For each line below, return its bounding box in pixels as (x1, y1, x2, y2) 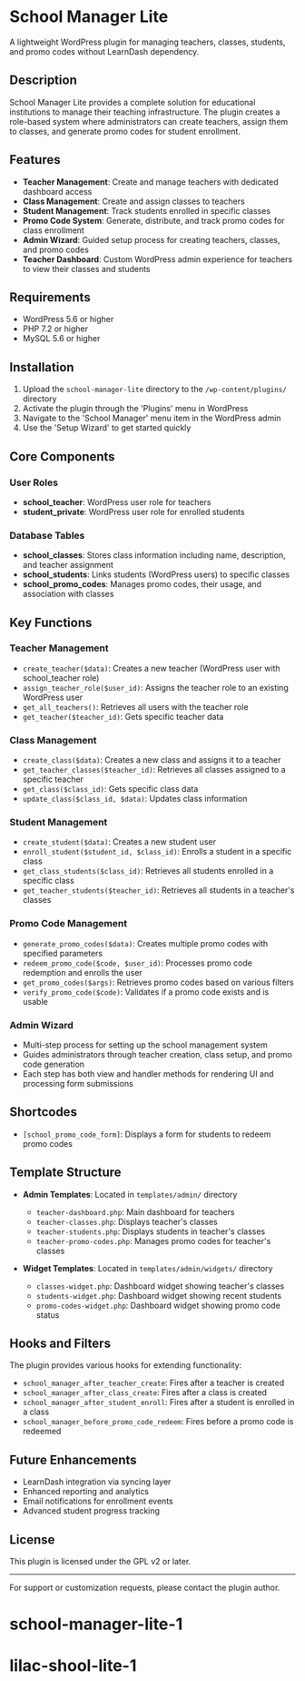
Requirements (9, 289, 91, 305)
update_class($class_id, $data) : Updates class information (22, 794, 248, 805)
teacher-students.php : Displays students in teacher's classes (35, 1226, 266, 1237)
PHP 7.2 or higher (22, 323, 89, 334)
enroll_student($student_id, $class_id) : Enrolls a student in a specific (22, 846, 292, 857)
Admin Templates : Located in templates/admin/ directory (22, 1189, 238, 1200)
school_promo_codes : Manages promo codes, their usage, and (22, 579, 261, 590)
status (35, 1309, 60, 1321)
